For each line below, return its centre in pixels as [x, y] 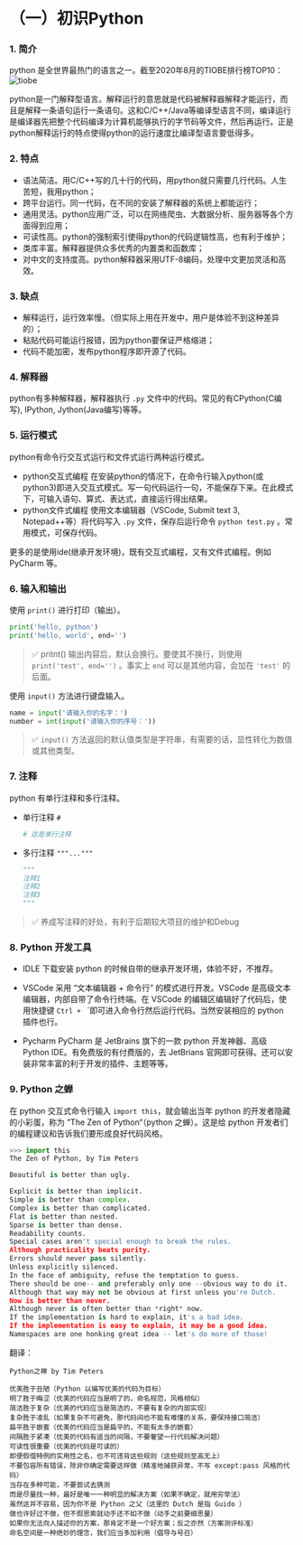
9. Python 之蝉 [41, 1090]
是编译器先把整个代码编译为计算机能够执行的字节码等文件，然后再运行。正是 [151, 122]
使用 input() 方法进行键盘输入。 [69, 696]
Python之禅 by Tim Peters [56, 1371]
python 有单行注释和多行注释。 [67, 798]
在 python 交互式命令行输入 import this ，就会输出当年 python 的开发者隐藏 [150, 1110]
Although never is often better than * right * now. [106, 1309]
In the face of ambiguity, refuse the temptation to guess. [125, 1275]
